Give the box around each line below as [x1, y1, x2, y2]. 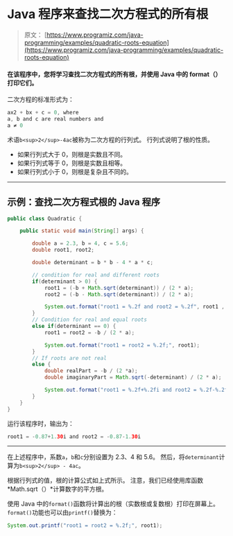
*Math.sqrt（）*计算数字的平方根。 [7, 485, 108, 493]
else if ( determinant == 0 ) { [32, 323, 116, 330]
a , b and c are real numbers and [7, 116, 104, 123]
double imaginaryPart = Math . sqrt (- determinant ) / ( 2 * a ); [44, 374, 222, 381]
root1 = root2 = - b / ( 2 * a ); [44, 329, 135, 336]
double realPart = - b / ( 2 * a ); [44, 368, 138, 374]
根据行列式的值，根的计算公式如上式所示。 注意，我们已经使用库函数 [7, 476, 203, 485]
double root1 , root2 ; [32, 247, 95, 254]
